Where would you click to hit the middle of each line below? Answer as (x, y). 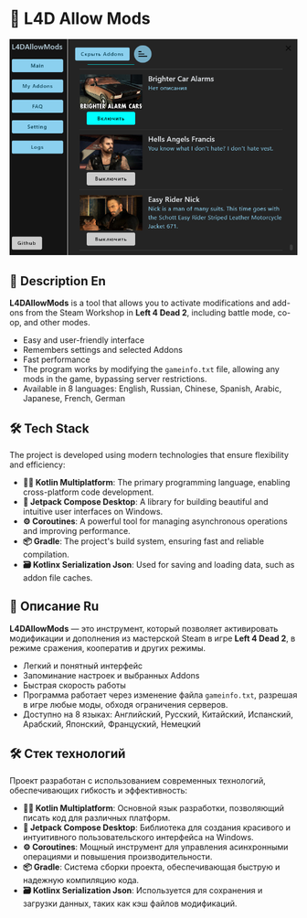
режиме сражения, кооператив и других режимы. (108, 647)
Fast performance (56, 359)
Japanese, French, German (74, 399)
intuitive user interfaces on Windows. (93, 512)
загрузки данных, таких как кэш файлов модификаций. (130, 903)
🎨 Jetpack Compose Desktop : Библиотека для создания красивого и (156, 827)
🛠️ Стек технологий (68, 754)
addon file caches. (58, 578)
